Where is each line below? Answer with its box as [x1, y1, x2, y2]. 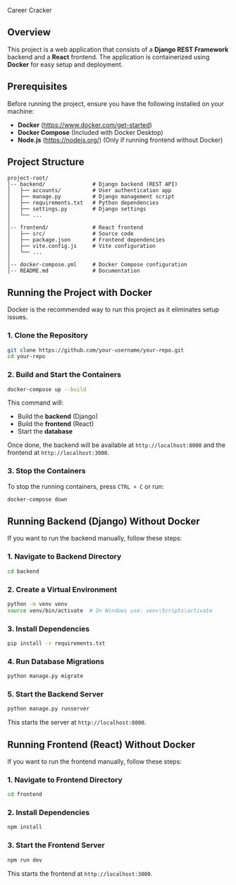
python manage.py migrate [7, 672, 83, 680]
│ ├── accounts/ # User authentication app [7, 187, 172, 194]
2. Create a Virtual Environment [7, 584, 118, 594]
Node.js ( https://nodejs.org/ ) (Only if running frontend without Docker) [17, 136, 223, 144]
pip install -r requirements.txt [7, 639, 106, 647]
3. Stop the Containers [7, 466, 86, 476]
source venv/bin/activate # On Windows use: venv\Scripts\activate [7, 607, 213, 614]
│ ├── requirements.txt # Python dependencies [7, 199, 159, 207]
